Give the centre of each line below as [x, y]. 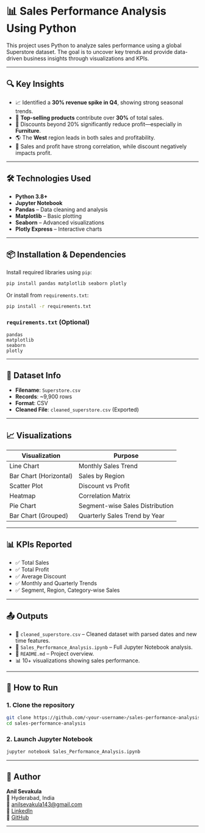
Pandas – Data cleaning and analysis [61, 209]
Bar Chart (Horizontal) [41, 476]
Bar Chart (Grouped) [39, 516]
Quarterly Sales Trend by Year [121, 516]
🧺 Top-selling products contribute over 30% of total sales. [89, 118]
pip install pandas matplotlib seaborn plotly [67, 284]
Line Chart [24, 466]
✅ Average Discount [41, 576]
